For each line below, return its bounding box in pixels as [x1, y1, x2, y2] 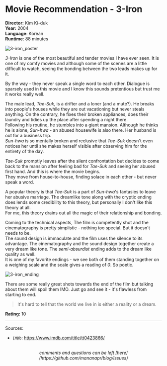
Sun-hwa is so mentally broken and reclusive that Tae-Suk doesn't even [5, 138, 153, 144]
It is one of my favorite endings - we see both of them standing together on [5, 256, 160, 262]
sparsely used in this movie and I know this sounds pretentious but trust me [5, 86, 160, 91]
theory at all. [5, 204, 31, 210]
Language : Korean [5, 30, 44, 36]
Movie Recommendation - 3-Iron [5, 3, 143, 15]
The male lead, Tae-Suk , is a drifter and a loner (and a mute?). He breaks [5, 100, 155, 106]
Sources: [5, 325, 24, 331]
